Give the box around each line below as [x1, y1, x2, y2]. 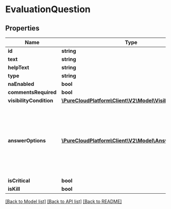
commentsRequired [8, 89, 57, 96]
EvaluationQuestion [5, 4, 91, 15]
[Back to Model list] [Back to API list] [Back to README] [5, 198, 122, 204]
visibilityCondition [8, 97, 53, 104]
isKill [8, 186, 20, 192]
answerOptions [8, 137, 46, 144]
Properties [5, 24, 40, 33]
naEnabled [8, 80, 35, 87]
